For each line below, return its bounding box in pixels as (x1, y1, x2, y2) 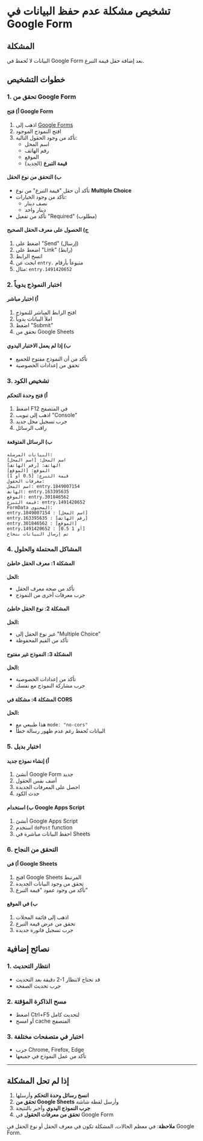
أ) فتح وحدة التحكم (7, 391, 48, 399)
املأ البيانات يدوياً (15, 315, 52, 322)
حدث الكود (15, 790, 40, 797)
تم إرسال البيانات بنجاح (7, 531, 69, 537)
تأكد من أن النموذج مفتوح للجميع (15, 355, 88, 363)
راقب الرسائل (15, 424, 47, 432)
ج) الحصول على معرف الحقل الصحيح (7, 226, 89, 234)
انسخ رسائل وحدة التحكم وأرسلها (15, 1091, 89, 1099)
